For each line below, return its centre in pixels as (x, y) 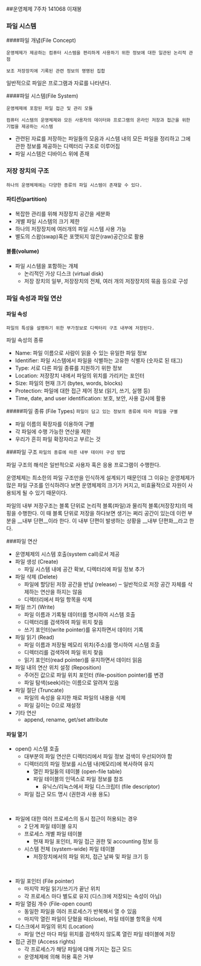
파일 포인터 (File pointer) (44, 881)
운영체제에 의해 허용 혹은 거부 (59, 957)
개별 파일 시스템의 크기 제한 (47, 221)
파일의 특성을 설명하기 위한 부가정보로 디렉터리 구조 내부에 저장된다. (81, 328)
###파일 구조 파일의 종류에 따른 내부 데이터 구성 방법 (66, 452)
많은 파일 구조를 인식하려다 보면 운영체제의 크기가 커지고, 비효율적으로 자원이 (97, 485)
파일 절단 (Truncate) (40, 690)
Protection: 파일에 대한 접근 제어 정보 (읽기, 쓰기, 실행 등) (83, 391)
